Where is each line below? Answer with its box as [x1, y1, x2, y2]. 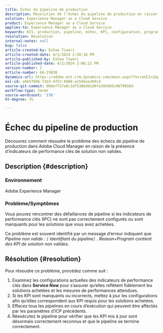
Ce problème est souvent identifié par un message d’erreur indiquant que [5, 231, 152, 237]
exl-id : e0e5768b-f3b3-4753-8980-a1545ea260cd [5, 79, 101, 84]
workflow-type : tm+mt [5, 88, 49, 93]
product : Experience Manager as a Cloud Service [5, 20, 105, 26]
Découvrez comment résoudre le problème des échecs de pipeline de [5, 138, 145, 144]
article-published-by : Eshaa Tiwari [5, 57, 79, 61]
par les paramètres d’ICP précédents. [12, 308, 87, 314]
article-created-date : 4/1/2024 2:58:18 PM [5, 52, 95, 57]
